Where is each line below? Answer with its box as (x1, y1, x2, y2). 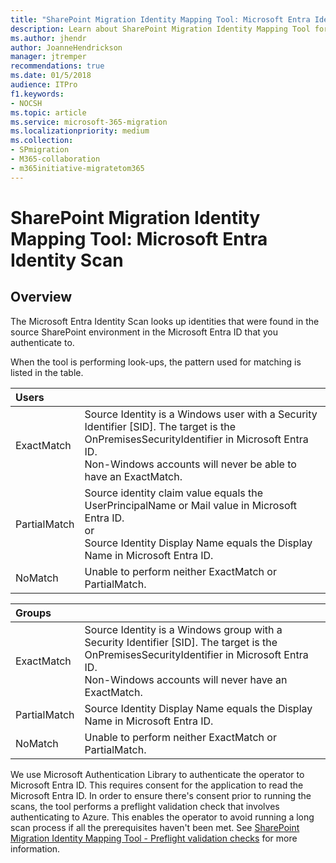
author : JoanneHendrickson (10, 42, 123, 53)
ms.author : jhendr (10, 33, 87, 43)
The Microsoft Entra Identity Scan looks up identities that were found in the (10, 315, 320, 327)
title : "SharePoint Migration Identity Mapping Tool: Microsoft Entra (10, 14, 311, 25)
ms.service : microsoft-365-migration (10, 117, 168, 127)
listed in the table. (10, 366, 84, 378)
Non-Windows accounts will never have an (84, 672, 288, 686)
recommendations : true (10, 61, 105, 71)
